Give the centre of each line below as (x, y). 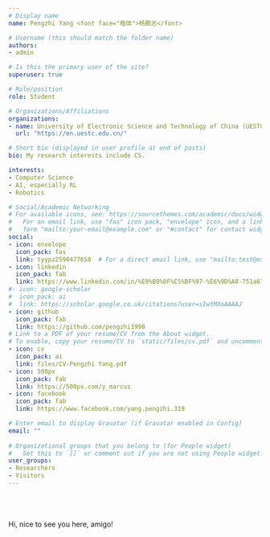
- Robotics (27, 193)
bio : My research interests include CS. (77, 156)
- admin (21, 53)
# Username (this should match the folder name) (91, 38)
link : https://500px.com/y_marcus (73, 387)
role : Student (32, 96)
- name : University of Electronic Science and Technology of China (124, 126)
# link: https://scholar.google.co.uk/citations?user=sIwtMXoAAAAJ (125, 304)
